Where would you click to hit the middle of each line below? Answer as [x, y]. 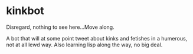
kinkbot [25, 11]
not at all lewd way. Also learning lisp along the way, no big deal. [84, 45]
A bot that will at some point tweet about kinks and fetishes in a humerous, [97, 38]
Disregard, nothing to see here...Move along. [60, 27]
